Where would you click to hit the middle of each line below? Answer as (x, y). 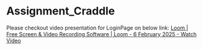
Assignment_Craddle (61, 11)
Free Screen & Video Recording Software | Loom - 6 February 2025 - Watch (101, 34)
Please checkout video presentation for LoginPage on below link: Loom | (97, 28)
